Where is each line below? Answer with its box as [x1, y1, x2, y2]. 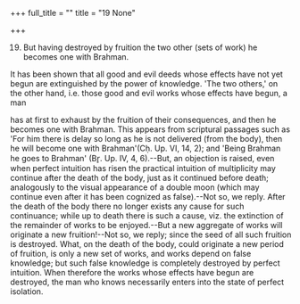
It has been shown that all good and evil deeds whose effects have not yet [10, 69, 284, 79]
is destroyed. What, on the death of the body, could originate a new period [10, 239, 285, 249]
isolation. [10, 286, 44, 297]
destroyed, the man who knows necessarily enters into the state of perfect [10, 276, 285, 287]
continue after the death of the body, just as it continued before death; [10, 173, 269, 183]
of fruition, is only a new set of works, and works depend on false [10, 249, 252, 259]
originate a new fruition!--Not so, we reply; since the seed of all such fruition [10, 229, 292, 240]
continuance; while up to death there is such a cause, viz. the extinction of [10, 210, 284, 221]
